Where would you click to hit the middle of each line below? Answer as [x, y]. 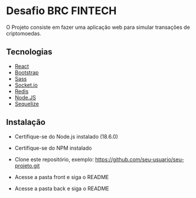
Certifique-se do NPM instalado [53, 148]
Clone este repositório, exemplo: [54, 159]
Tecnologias [29, 52]
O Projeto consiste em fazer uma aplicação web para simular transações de [98, 27]
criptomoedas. [24, 33]
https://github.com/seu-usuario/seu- [140, 159]
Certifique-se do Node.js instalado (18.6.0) [66, 136]
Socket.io [26, 85]
